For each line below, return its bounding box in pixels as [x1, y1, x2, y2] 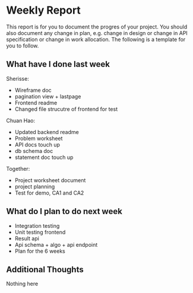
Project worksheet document [14, 176, 86, 184]
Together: [6, 165, 30, 172]
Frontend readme [14, 99, 58, 106]
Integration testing [14, 222, 60, 229]
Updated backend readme [14, 128, 79, 135]
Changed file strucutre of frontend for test [14, 105, 118, 113]
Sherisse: [6, 75, 30, 82]
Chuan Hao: [6, 117, 36, 124]
